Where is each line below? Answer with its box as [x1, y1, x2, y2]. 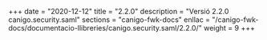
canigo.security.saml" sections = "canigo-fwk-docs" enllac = [8, 15, 211, 24]
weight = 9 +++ [203, 24, 255, 32]
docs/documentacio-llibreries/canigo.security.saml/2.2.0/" [8, 24, 202, 32]
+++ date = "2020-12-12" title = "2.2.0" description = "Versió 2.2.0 [8, 7, 229, 16]
